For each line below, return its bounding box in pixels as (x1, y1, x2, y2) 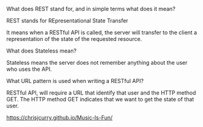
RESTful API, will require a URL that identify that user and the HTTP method (6, 89, 196, 96)
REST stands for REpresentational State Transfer (6, 17, 128, 24)
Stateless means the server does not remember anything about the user (6, 59, 188, 66)
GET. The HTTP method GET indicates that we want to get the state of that (6, 96, 194, 103)
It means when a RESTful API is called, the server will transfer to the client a (6, 29, 197, 36)
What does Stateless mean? (6, 47, 77, 54)
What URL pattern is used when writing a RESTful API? (6, 78, 144, 84)
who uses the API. (6, 65, 52, 73)
